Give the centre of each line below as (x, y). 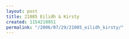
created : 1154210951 (31, 22)
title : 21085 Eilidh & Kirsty (43, 17)
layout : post (22, 11)
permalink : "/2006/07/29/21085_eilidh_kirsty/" (65, 27)
